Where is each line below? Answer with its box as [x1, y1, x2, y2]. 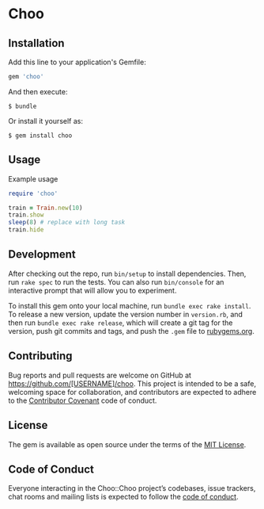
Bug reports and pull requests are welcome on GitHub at [8, 370, 192, 380]
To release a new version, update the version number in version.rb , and [8, 309, 243, 319]
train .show [8, 211, 44, 219]
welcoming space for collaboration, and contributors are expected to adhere [8, 387, 257, 396]
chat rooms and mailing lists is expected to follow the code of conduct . [8, 492, 239, 502]
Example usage [8, 174, 58, 183]
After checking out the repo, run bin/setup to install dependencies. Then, [8, 269, 247, 278]
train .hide [8, 226, 44, 234]
